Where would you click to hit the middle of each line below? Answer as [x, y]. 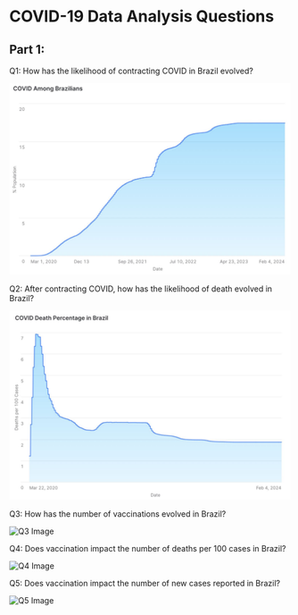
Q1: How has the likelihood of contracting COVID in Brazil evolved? [132, 71]
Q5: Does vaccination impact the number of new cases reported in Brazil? [145, 583]
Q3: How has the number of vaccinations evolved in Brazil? [118, 514]
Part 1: [27, 50]
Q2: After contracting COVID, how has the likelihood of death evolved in [141, 289]
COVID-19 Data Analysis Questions [142, 17]
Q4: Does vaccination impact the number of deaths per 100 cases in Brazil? [148, 548]
